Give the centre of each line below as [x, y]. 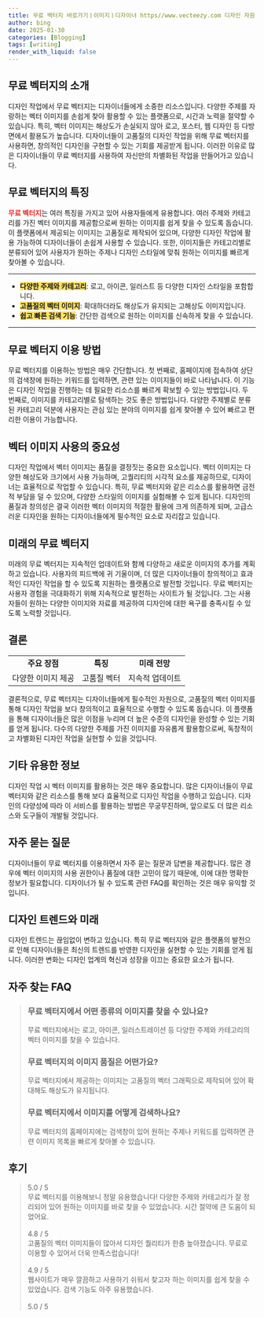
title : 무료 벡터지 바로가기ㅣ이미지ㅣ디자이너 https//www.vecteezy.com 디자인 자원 [132, 15]
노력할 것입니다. [47, 613]
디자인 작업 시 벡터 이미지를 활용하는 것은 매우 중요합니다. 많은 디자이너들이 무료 [131, 786]
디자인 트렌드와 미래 [53, 920]
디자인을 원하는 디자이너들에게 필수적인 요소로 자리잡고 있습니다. [121, 517]
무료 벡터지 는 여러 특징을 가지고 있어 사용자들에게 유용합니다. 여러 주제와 [119, 212]
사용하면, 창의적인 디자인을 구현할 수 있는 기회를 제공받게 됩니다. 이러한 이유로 [128, 145]
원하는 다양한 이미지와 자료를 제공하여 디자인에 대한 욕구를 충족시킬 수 [136, 603]
